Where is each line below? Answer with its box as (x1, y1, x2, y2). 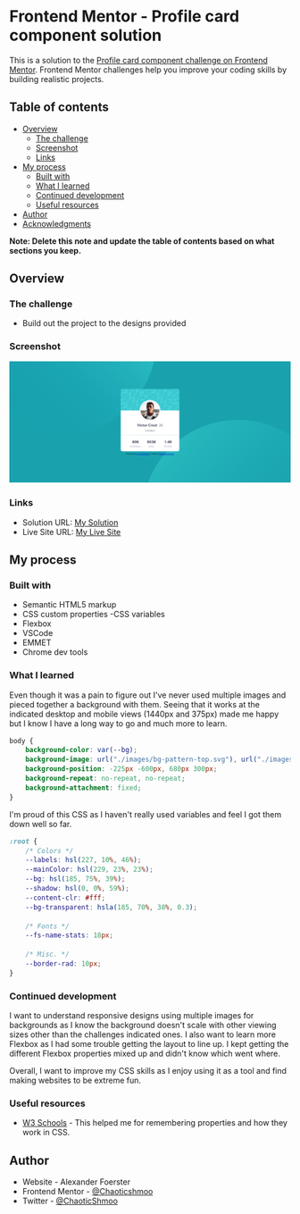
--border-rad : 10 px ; (25, 959, 102, 968)
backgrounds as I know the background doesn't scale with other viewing (9, 1020, 277, 1031)
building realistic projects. (9, 73, 104, 84)
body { (9, 736, 34, 745)
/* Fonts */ (25, 922, 70, 931)
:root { (9, 837, 38, 846)
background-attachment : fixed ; (25, 783, 142, 792)
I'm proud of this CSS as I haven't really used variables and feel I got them (9, 808, 282, 819)
